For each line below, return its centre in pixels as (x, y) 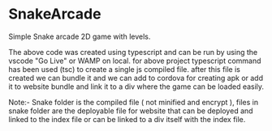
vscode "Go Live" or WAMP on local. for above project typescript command (135, 61)
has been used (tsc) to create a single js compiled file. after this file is (125, 69)
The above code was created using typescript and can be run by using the (133, 52)
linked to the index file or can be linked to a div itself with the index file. (127, 119)
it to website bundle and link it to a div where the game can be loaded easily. (136, 87)
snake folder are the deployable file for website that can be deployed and (131, 111)
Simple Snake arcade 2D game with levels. (80, 36)
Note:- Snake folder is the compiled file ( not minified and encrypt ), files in (133, 102)
